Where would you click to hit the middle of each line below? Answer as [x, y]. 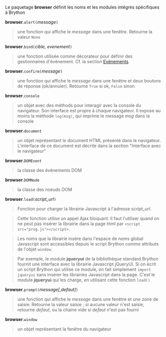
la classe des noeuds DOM [45, 189]
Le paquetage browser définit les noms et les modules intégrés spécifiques [82, 7]
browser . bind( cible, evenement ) [39, 46]
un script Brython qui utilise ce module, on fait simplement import [84, 269]
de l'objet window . [35, 249]
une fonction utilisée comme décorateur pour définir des [75, 56]
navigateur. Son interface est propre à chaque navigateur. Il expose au [89, 111]
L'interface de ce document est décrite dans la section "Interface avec [89, 146]
